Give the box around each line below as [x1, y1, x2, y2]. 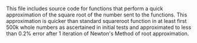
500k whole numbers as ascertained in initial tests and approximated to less [6, 24, 192, 31]
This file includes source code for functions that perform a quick [6, 5, 163, 12]
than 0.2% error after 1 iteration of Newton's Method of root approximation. [6, 30, 189, 37]
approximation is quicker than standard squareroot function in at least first [6, 18, 187, 24]
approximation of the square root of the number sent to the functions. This [6, 11, 188, 18]
